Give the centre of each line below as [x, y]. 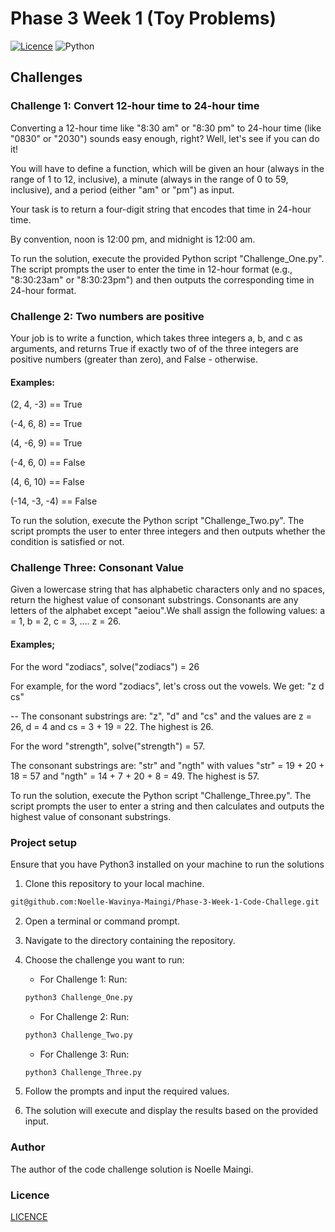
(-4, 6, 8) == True [46, 424]
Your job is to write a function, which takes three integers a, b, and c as [156, 338]
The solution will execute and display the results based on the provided [171, 1111]
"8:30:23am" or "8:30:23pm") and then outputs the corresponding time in [162, 279]
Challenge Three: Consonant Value [97, 568]
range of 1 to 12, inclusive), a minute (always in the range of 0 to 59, [149, 179]
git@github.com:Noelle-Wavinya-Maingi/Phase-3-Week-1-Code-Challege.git [165, 902]
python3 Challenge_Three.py [83, 1072]
